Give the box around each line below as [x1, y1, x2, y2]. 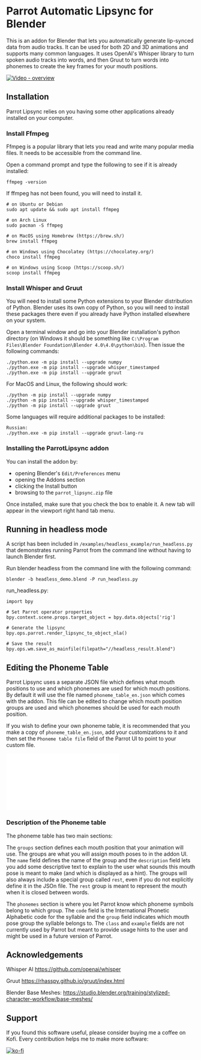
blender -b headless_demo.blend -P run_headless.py [6, 576, 138, 582]
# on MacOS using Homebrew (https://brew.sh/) [6, 233, 125, 239]
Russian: [6, 425, 28, 431]
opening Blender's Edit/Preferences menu [14, 469, 121, 477]
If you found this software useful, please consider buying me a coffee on [6, 1029, 186, 1036]
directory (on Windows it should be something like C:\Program [6, 335, 159, 342]
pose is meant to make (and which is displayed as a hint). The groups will [6, 869, 187, 877]
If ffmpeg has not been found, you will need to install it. [6, 190, 143, 197]
